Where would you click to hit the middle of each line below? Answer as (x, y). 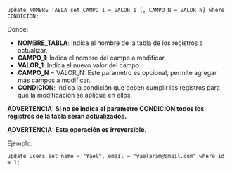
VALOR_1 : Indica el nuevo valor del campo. (79, 65)
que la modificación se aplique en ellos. (75, 95)
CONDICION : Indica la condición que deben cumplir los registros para (118, 87)
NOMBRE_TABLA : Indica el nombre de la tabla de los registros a (110, 43)
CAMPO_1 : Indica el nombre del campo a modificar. (92, 58)
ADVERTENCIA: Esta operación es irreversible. (77, 130)
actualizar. (32, 50)
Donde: (18, 29)
